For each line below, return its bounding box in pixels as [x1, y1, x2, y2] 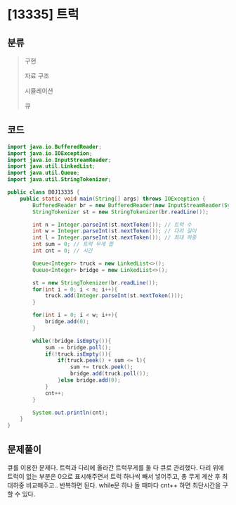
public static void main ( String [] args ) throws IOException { [20, 195, 206, 202]
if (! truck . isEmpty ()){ [44, 350, 112, 358]
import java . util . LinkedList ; [7, 163, 96, 170]
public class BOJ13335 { [7, 189, 80, 196]
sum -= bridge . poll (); [44, 344, 112, 351]
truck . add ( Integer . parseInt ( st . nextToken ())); [44, 292, 184, 299]
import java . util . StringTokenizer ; [7, 176, 112, 183]
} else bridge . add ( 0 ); [57, 377, 121, 384]
